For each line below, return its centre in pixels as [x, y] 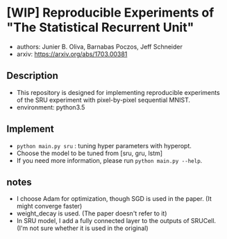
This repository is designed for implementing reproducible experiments [118, 92]
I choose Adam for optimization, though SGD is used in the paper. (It [114, 199]
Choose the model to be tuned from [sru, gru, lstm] [90, 153]
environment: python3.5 [51, 107]
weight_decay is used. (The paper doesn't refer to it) [92, 213]
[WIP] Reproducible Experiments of [110, 13]
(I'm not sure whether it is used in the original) [82, 228]
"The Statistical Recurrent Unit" [100, 27]
